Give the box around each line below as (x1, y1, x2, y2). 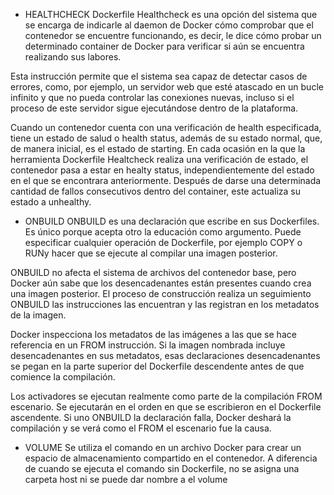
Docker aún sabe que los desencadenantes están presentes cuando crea (10, 277, 312, 289)
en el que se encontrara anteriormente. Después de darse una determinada (10, 175, 322, 186)
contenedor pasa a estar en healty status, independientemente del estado (10, 164, 315, 176)
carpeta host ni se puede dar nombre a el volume (24, 474, 228, 485)
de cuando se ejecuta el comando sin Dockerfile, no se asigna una (24, 463, 300, 474)
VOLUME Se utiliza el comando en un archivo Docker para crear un (24, 442, 302, 453)
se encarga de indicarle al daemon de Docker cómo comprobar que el (24, 19, 314, 31)
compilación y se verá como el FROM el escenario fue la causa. (10, 422, 272, 434)
